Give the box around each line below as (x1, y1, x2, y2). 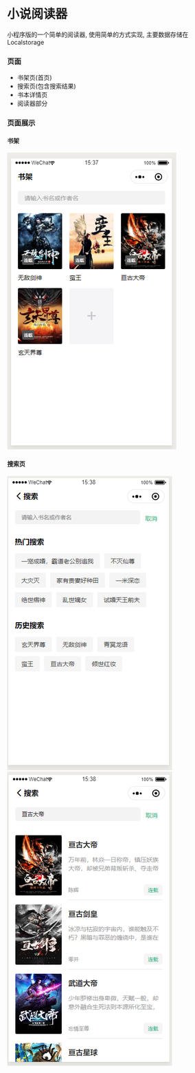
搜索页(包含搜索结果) (16, 82, 77, 90)
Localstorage (7, 38, 45, 46)
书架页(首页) (16, 74, 53, 82)
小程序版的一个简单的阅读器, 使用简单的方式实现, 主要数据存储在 (7, 30, 189, 39)
